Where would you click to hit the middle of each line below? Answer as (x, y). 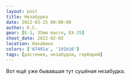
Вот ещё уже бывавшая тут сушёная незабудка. (66, 71)
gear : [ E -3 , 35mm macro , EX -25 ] (45, 33)
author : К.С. (22, 28)
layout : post (22, 11)
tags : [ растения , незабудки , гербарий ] (54, 54)
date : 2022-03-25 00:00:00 (39, 22)
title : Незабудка (27, 17)
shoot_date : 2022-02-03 (35, 38)
